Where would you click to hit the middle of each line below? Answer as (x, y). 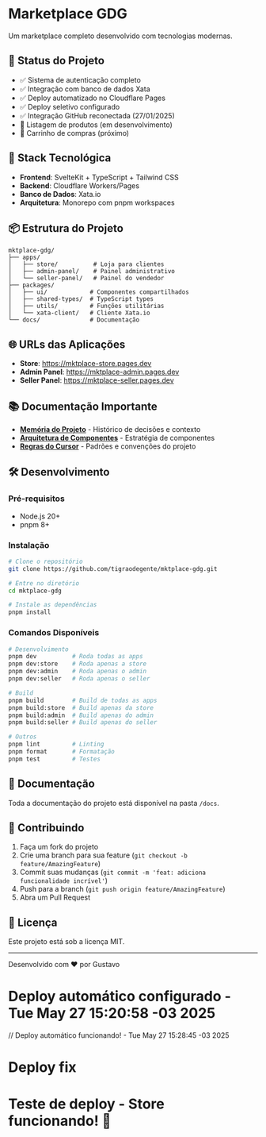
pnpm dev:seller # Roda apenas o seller (79, 679)
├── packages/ (32, 285)
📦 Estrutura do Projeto (66, 228)
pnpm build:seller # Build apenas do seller (83, 723)
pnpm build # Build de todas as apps (83, 700)
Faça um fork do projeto (59, 847)
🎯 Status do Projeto (57, 61)
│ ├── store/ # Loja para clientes (86, 264)
